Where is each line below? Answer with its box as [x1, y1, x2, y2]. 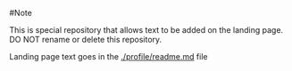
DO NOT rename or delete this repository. [9, 35, 163, 44]
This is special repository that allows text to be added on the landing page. [9, 25, 284, 35]
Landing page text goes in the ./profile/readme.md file [9, 51, 208, 61]
